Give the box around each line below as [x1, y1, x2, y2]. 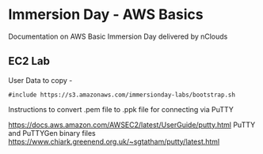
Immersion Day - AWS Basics [8, 6, 204, 24]
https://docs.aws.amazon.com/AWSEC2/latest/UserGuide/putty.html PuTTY [8, 120, 256, 130]
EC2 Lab [8, 54, 50, 68]
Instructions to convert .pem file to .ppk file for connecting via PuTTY [8, 104, 234, 114]
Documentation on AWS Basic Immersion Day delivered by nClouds [8, 32, 228, 41]
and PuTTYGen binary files [8, 128, 97, 137]
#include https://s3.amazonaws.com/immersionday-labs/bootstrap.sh [8, 91, 236, 99]
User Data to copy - [8, 75, 73, 85]
